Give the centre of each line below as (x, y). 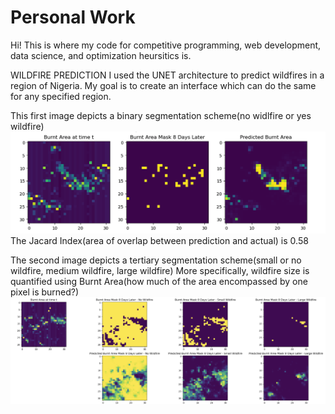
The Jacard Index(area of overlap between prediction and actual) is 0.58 (159, 240)
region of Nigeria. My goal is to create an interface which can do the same (163, 85)
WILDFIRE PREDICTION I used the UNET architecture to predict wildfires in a (167, 75)
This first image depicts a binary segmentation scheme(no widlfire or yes (161, 115)
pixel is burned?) (45, 292)
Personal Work (73, 17)
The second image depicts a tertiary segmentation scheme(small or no (156, 260)
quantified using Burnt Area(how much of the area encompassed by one (159, 281)
